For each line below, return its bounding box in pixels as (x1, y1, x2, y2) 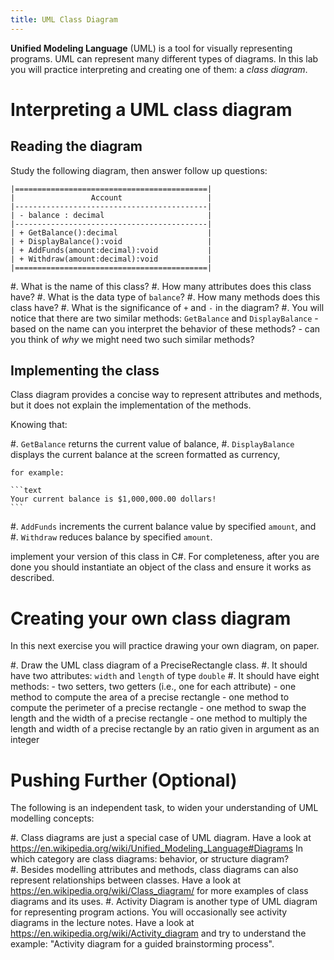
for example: (10, 468, 65, 478)
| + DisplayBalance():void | (10, 236, 213, 246)
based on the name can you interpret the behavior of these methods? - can (10, 322, 321, 335)
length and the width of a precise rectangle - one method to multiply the (10, 712, 308, 725)
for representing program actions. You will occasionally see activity (10, 906, 288, 918)
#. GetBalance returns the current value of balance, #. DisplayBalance (10, 438, 295, 450)
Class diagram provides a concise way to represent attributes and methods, (10, 389, 323, 401)
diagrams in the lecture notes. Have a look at (10, 917, 195, 929)
